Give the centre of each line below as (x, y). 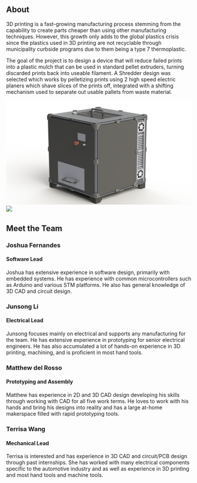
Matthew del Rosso (34, 367)
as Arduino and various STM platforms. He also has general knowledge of (96, 285)
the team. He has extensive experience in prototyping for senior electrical (96, 340)
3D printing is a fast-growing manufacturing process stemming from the (93, 24)
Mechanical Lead (27, 443)
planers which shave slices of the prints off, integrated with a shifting (90, 86)
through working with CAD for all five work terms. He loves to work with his (97, 402)
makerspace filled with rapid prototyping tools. (63, 414)
